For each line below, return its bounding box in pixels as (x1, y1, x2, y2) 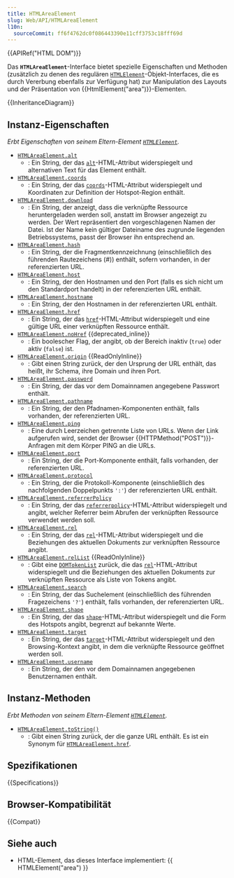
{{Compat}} (7, 817, 41, 825)
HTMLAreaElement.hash (17, 242, 80, 249)
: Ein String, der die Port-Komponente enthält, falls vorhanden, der (27, 456, 219, 465)
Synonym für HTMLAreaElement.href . (27, 739, 131, 748)
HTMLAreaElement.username (17, 659, 93, 666)
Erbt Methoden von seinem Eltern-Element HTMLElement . (7, 711, 168, 719)
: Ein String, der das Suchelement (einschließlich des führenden (27, 590, 212, 599)
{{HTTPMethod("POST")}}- (135, 434, 214, 442)
